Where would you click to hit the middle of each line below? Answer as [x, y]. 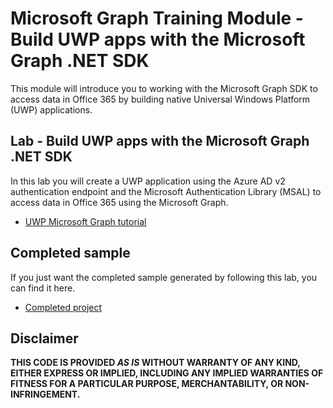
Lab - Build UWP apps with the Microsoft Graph [160, 141]
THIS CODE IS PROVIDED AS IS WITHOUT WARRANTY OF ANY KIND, [155, 363]
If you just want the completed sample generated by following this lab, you [164, 277]
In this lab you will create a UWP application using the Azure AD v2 [148, 181]
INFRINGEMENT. [45, 394]
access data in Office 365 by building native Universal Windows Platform [160, 99]
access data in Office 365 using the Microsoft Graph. [119, 202]
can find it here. [43, 288]
